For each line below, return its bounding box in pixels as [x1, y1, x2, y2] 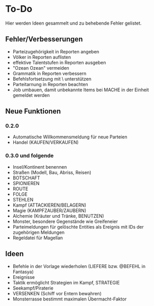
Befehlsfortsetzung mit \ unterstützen [12, 75, 92, 82]
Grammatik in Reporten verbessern [12, 70, 87, 76]
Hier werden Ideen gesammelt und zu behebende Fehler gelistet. [5, 20, 142, 26]
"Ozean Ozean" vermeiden [12, 65, 70, 71]
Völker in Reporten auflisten [12, 54, 71, 60]
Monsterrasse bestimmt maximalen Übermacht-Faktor [12, 296, 127, 302]
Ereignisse [12, 274, 35, 280]
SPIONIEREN [12, 180, 40, 186]
